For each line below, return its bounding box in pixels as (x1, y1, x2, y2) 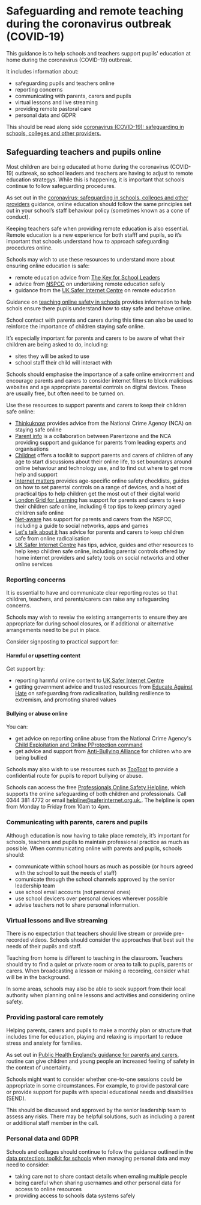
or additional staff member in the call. (6, 1119, 99, 1127)
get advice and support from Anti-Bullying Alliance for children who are (14, 748, 191, 755)
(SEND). (6, 1095, 26, 1102)
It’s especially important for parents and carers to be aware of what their (6, 334, 185, 342)
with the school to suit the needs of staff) (14, 869, 117, 876)
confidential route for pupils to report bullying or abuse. (6, 772, 143, 780)
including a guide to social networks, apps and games (14, 522, 149, 529)
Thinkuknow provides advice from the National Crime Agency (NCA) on (14, 419, 192, 427)
